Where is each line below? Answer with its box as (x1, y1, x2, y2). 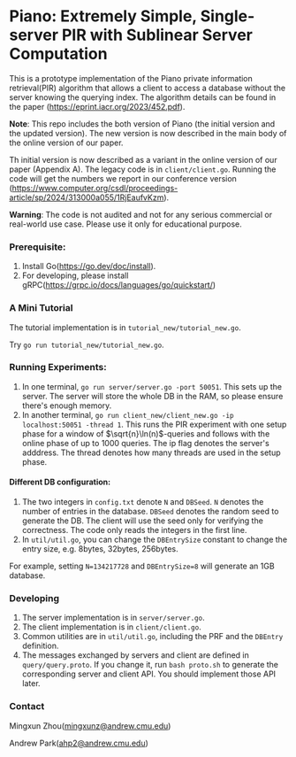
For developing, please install (21, 270, 129, 281)
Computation (9, 44, 108, 64)
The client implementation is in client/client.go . (21, 622, 201, 632)
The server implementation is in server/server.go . (21, 613, 205, 623)
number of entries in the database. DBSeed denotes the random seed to (21, 506, 279, 517)
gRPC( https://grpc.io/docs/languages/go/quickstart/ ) (21, 280, 216, 290)
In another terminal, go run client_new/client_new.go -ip (21, 409, 234, 420)
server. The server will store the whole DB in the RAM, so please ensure (21, 390, 284, 401)
